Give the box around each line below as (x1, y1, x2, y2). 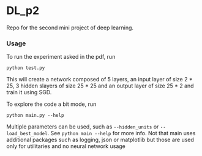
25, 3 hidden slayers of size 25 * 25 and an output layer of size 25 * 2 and (6, 82, 194, 89)
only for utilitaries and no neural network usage (6, 143, 125, 150)
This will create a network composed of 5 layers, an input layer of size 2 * (6, 76, 193, 83)
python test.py (6, 65, 45, 71)
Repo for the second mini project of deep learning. (6, 24, 133, 31)
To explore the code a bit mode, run (6, 100, 97, 108)
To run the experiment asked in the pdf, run (6, 53, 116, 61)
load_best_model (6, 131, 48, 137)
